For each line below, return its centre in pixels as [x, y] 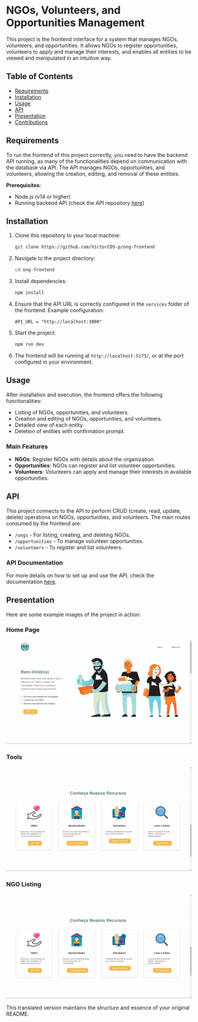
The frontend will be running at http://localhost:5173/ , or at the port [99, 355]
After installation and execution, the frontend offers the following [85, 394]
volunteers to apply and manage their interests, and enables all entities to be [99, 51]
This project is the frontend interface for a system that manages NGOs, [92, 39]
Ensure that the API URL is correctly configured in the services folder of [102, 304]
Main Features [27, 446]
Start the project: [35, 333]
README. [18, 1014]
